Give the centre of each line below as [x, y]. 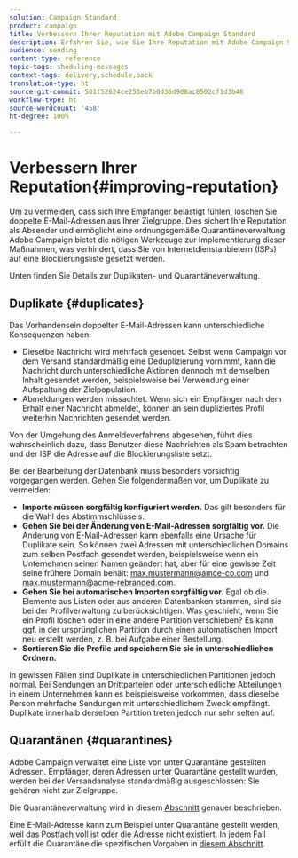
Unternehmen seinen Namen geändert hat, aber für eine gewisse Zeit [149, 563]
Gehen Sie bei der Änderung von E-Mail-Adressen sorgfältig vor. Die [150, 525]
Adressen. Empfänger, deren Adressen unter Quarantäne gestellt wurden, [144, 771]
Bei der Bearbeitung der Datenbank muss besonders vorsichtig [124, 470]
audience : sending [43, 51]
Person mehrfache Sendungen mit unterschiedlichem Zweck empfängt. [140, 703]
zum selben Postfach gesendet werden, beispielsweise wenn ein [140, 554]
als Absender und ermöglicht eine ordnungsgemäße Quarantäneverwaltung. [149, 231]
